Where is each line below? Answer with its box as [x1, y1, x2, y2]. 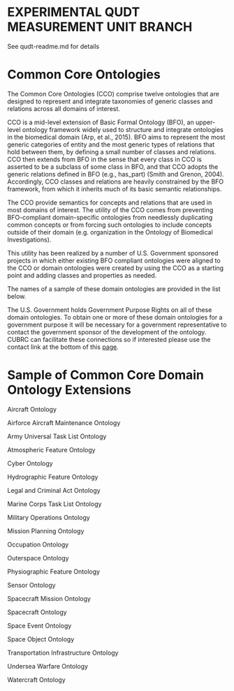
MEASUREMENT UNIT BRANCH [7, 19, 193, 35]
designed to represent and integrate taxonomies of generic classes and [7, 97, 213, 105]
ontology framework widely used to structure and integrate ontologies [22, 125, 224, 133]
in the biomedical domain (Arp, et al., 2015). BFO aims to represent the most [7, 133, 226, 141]
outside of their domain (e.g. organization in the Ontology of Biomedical [7, 228, 213, 236]
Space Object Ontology [7, 634, 75, 643]
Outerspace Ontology [7, 553, 69, 562]
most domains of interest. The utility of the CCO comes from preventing [7, 205, 214, 214]
